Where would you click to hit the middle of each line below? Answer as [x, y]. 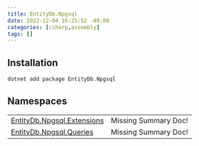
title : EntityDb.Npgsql [43, 14]
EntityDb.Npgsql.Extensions [58, 120]
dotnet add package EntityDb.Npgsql [61, 79]
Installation [33, 62]
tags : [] [20, 34]
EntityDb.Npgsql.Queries [52, 132]
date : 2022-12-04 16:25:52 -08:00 [59, 21]
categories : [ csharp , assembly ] [54, 27]
